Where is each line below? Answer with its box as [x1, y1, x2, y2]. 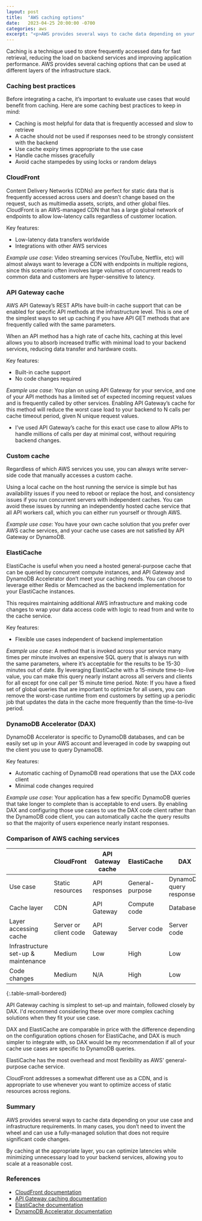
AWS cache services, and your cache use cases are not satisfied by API [6, 527, 185, 534]
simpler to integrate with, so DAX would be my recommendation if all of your [6, 1039, 195, 1046]
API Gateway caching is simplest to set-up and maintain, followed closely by [6, 1001, 195, 1009]
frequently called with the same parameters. [6, 321, 116, 328]
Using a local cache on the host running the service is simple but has [6, 484, 177, 491]
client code [54, 929, 85, 937]
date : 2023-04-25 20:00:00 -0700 [6, 20, 96, 26]
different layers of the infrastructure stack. [6, 67, 111, 74]
